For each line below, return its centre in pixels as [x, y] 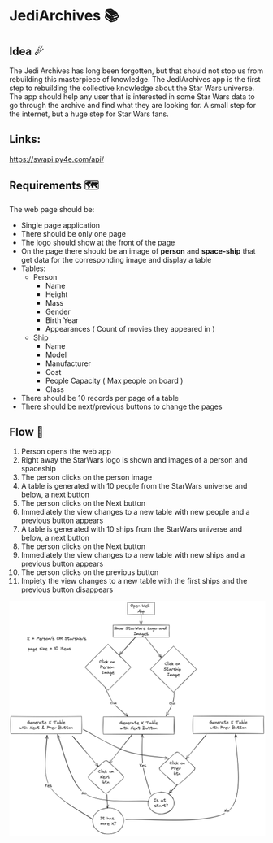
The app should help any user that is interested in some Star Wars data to [132, 97]
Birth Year [62, 320]
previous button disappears [67, 589]
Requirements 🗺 [54, 186]
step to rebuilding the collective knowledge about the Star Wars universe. [132, 88]
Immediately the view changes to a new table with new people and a [135, 512]
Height [56, 294]
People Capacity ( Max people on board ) [114, 380]
